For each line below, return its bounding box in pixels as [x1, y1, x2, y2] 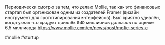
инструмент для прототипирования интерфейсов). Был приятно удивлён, [5, 15, 160, 20]
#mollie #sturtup [5, 34, 39, 40]
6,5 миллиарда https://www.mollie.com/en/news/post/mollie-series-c [5, 25, 148, 31]
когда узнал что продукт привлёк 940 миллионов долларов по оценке [5, 20, 154, 25]
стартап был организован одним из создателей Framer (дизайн [5, 9, 139, 15]
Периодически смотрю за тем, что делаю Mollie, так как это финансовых [5, 4, 161, 10]
